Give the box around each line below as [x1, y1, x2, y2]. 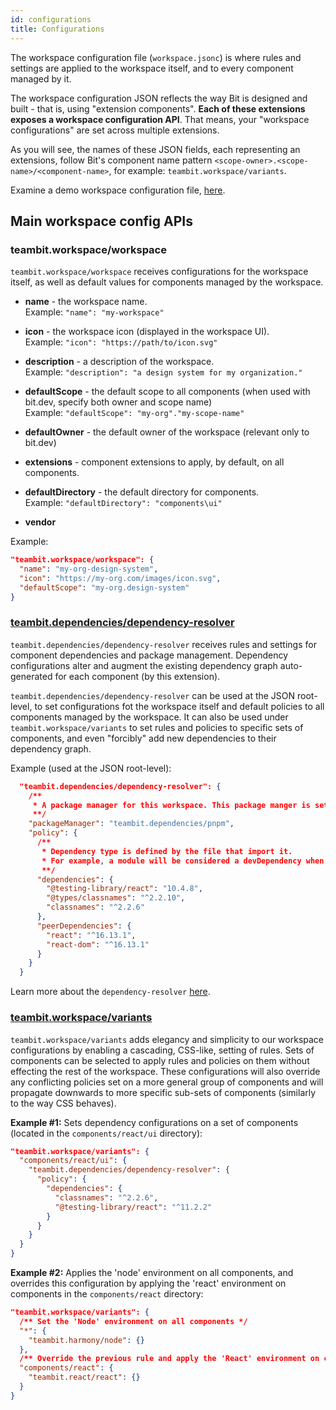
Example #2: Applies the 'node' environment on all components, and [10, 1267, 294, 1279]
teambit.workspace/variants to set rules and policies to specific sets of [10, 721, 304, 733]
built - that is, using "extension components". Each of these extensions [10, 102, 306, 115]
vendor [24, 516, 57, 528]
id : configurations [10, 14, 92, 25]
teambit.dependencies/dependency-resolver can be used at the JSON [10, 689, 296, 701]
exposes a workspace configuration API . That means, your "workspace [10, 113, 310, 125]
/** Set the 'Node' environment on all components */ [19, 1316, 248, 1326]
